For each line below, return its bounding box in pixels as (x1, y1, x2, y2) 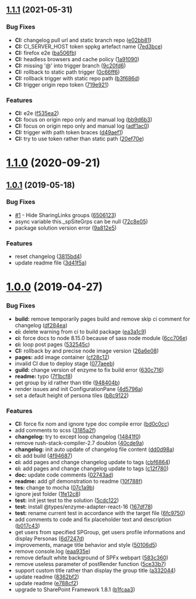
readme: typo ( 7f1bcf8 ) (14, 372, 73, 380)
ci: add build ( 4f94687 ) (14, 452, 73, 459)
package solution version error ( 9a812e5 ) (14, 224, 117, 231)
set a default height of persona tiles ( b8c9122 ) (14, 392, 129, 399)
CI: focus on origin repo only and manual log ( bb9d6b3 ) (14, 116, 152, 123)
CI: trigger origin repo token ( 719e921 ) (14, 81, 109, 88)
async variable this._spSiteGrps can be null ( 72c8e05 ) (14, 218, 148, 225)
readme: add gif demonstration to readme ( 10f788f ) (14, 477, 143, 484)
